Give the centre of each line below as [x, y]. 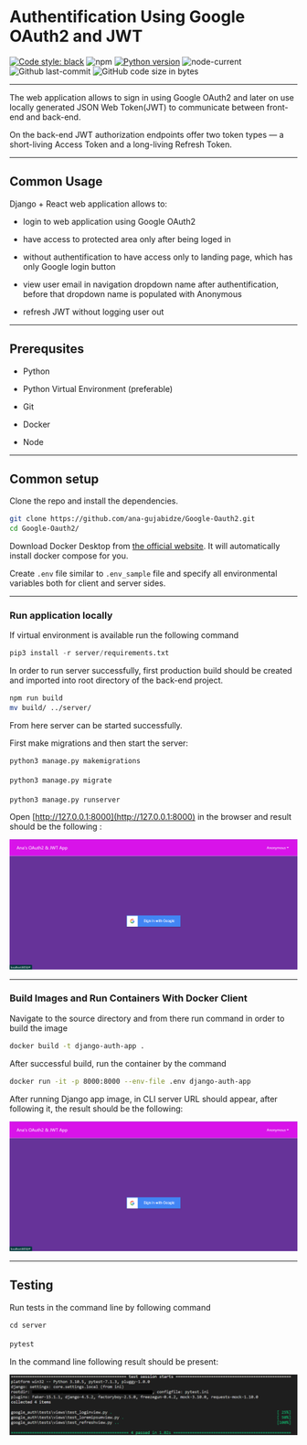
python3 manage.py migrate [61, 780]
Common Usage [56, 181]
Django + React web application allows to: [88, 204]
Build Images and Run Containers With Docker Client [129, 998]
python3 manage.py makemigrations [75, 761]
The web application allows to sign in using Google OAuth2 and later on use [152, 97]
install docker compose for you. [69, 556]
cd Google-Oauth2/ [44, 529]
